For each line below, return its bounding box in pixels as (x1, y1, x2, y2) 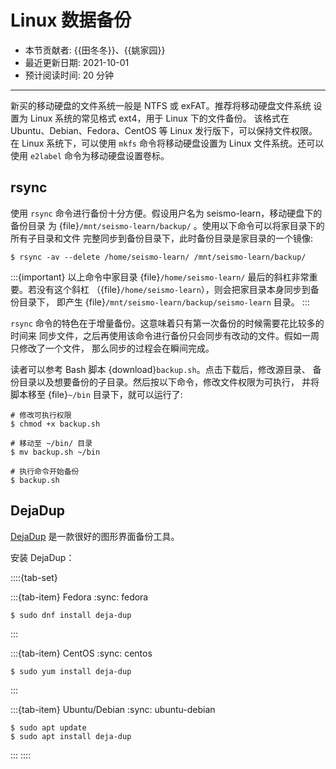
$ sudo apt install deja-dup (10, 731, 132, 741)
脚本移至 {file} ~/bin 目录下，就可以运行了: (10, 388, 183, 400)
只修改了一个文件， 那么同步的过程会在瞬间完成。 (10, 342, 215, 354)
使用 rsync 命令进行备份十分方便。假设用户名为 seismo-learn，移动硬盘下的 (10, 207, 323, 219)
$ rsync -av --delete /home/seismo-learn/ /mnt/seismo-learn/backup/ (10, 252, 307, 262)
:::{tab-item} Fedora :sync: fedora (10, 591, 149, 603)
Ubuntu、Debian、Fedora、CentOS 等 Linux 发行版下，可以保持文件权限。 (10, 124, 318, 136)
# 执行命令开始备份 (10, 466, 80, 476)
